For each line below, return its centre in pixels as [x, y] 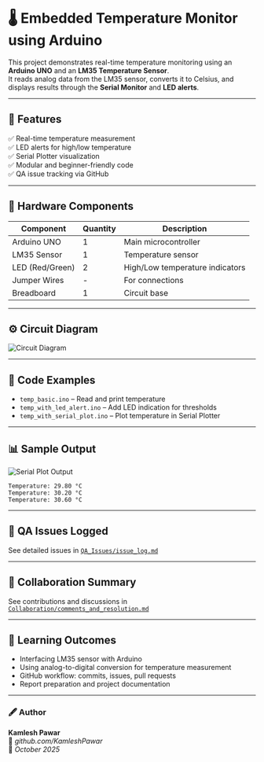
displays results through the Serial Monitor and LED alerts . [104, 87]
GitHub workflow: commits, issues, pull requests [98, 675]
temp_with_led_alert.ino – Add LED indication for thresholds [118, 407]
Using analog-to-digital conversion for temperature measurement [125, 668]
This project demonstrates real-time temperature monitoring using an [120, 62]
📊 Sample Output [52, 449]
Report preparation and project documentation [95, 684]
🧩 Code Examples [52, 380]
